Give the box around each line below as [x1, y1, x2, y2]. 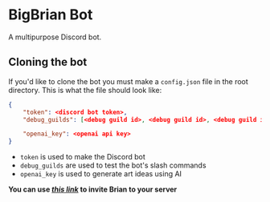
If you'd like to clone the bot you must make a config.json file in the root [8, 76, 249, 86]
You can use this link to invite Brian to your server [8, 184, 178, 194]
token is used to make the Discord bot [19, 152, 146, 162]
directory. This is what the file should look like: [8, 85, 162, 95]
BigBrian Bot [8, 6, 93, 24]
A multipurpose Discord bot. [8, 32, 102, 42]
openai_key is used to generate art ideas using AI [19, 169, 182, 179]
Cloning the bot [8, 55, 88, 69]
